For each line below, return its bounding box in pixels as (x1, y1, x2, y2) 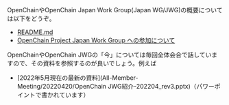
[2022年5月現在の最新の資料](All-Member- (16, 74, 138, 82)
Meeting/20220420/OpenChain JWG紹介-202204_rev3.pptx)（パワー (16, 82, 215, 90)
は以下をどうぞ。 (7, 14, 56, 22)
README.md (16, 28, 53, 36)
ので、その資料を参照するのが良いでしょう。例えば (12, 59, 157, 67)
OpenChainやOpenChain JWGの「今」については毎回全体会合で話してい (7, 50, 212, 59)
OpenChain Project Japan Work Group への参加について (16, 36, 176, 44)
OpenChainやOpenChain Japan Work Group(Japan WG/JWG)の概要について (7, 6, 223, 14)
